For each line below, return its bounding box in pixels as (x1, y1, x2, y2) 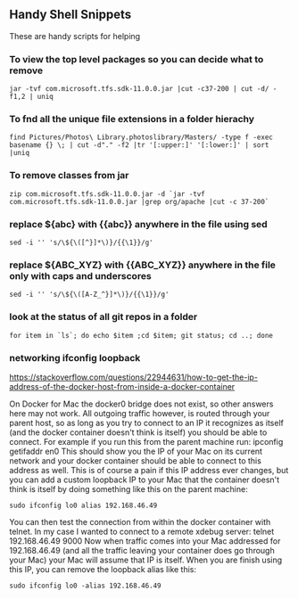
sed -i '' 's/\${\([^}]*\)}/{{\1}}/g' (9, 238, 153, 247)
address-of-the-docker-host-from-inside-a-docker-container (9, 381, 236, 391)
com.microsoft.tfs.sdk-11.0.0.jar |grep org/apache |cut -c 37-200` (9, 197, 269, 206)
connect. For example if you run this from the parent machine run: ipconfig (9, 436, 284, 447)
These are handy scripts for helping (9, 30, 141, 41)
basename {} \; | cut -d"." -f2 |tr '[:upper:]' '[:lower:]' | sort (9, 141, 269, 150)
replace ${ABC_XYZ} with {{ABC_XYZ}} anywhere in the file (9, 258, 277, 271)
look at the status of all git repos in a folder (9, 311, 198, 324)
